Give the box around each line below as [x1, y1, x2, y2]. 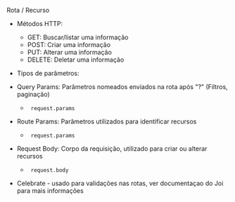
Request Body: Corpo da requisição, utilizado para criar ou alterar [16, 144, 208, 153]
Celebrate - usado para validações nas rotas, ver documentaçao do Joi [16, 179, 224, 187]
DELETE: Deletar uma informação [27, 55, 125, 64]
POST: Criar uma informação [27, 41, 110, 48]
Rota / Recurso [6, 6, 50, 14]
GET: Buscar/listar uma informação [27, 33, 129, 41]
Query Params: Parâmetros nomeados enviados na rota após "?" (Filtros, [16, 83, 228, 90]
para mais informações [16, 187, 84, 195]
